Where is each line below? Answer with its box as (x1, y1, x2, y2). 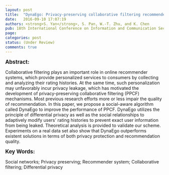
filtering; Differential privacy (5, 164, 63, 170)
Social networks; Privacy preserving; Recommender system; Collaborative (5, 158, 159, 164)
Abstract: (5, 58, 30, 65)
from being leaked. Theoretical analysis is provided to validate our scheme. (5, 122, 161, 128)
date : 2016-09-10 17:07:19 (5, 17, 66, 22)
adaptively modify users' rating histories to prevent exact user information (5, 117, 158, 123)
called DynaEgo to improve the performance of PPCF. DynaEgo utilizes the (5, 106, 160, 112)
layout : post (5, 7, 33, 13)
